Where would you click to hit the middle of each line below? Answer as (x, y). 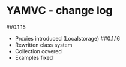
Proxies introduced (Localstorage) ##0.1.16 (67, 38)
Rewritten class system (43, 45)
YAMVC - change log (59, 10)
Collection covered (38, 51)
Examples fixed (34, 57)
